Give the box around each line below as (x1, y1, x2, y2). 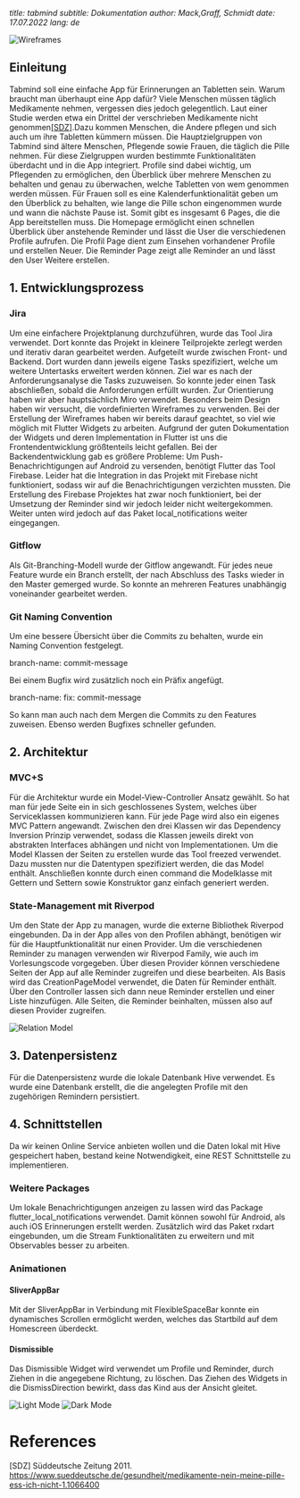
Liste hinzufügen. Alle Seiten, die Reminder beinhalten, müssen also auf (9, 995, 273, 1007)
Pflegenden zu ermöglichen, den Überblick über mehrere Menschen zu (9, 169, 271, 179)
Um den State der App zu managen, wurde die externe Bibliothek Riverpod (9, 920, 284, 931)
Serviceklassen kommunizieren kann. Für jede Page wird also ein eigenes (9, 811, 279, 821)
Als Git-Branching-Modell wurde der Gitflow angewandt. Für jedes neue (9, 560, 273, 570)
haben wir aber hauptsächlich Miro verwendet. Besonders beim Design (9, 394, 271, 404)
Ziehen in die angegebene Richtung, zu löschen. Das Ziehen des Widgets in (9, 1373, 287, 1384)
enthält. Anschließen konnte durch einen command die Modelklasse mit (9, 868, 272, 878)
